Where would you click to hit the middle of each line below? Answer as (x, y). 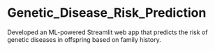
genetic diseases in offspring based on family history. (84, 39)
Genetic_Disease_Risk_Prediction (107, 13)
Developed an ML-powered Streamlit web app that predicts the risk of (107, 32)
